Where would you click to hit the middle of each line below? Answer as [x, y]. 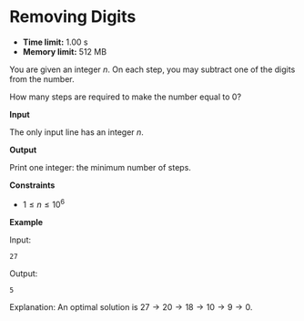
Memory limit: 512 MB [65, 51]
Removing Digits [73, 17]
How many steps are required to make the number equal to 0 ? [126, 97]
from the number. [42, 78]
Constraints [32, 185]
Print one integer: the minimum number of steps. [100, 167]
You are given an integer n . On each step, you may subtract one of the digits [152, 69]
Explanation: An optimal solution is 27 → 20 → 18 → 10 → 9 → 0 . [131, 306]
